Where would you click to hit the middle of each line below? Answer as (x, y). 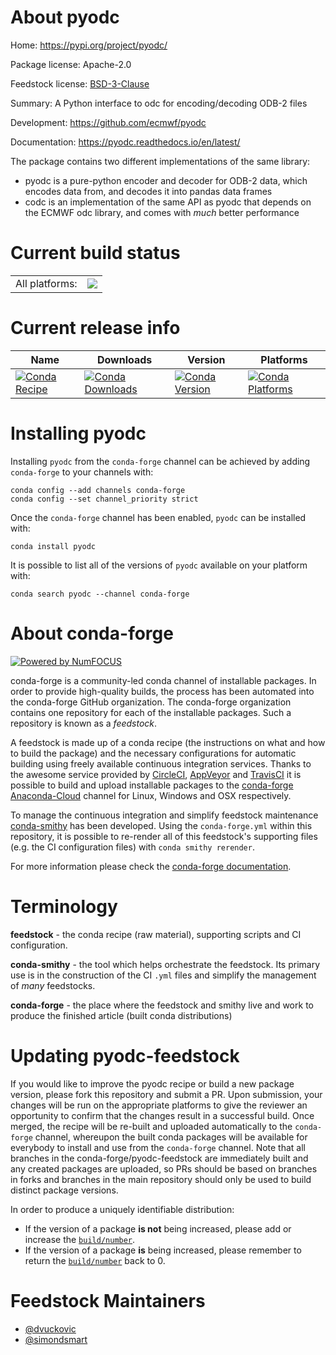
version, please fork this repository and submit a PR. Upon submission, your (166, 1094)
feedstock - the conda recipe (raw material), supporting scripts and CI (156, 934)
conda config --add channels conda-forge (98, 490)
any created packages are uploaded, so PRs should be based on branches (164, 1168)
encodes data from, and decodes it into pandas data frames (148, 191)
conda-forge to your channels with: (82, 472)
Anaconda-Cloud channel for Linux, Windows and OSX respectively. (151, 795)
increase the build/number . (80, 1239)
